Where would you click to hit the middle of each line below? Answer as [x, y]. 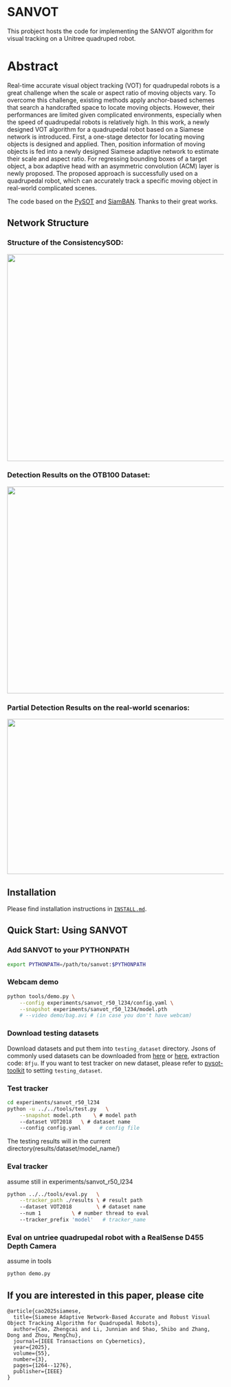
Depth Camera [32, 1246]
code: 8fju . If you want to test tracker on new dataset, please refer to [105, 1063]
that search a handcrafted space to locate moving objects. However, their [111, 107]
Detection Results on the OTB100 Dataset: [79, 475]
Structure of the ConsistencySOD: [65, 243]
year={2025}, [32, 1347]
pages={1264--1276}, [43, 1365]
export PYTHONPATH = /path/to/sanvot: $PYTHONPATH [77, 964]
